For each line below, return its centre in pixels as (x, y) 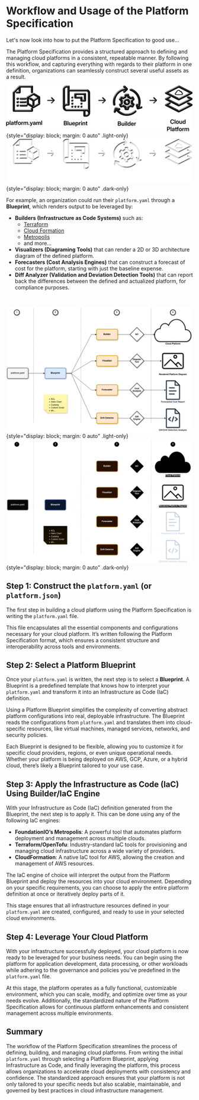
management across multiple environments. (60, 1013)
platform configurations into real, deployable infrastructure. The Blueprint (95, 716)
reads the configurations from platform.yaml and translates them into (91, 723)
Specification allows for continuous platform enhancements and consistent (97, 1007)
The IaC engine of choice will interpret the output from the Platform (88, 875)
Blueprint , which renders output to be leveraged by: (70, 207)
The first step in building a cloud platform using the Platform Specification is (99, 610)
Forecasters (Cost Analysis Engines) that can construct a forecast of (100, 262)
